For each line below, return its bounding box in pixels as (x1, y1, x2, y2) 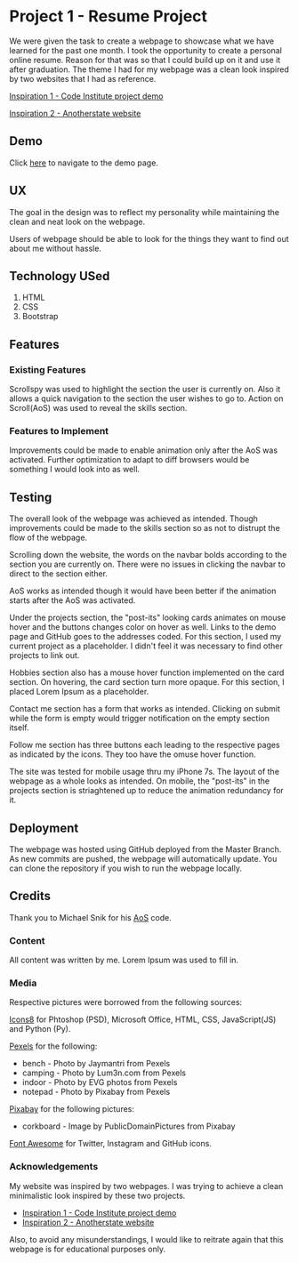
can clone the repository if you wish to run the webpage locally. (9, 863, 243, 873)
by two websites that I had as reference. (9, 73, 157, 84)
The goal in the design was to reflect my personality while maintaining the (9, 206, 280, 217)
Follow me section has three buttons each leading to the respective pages (9, 740, 280, 751)
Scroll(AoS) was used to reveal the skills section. (9, 403, 188, 414)
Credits (9, 889, 52, 904)
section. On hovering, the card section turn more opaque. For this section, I (9, 677, 285, 688)
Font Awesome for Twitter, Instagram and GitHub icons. (9, 1138, 212, 1149)
